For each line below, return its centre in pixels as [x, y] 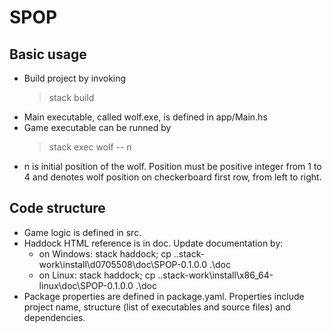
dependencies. [54, 317]
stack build [71, 97]
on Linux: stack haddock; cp [97, 275]
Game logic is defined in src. [82, 232]
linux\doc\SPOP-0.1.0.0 [86, 285]
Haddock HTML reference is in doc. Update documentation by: [153, 243]
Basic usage [48, 54]
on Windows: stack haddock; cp [105, 253]
